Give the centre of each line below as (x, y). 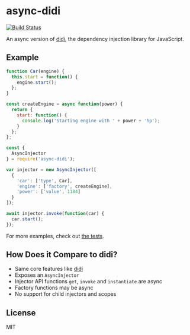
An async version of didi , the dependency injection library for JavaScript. (95, 39)
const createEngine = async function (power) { (65, 104)
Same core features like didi (49, 269)
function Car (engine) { (36, 71)
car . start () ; (28, 219)
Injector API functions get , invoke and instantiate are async (88, 282)
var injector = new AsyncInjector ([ (51, 170)
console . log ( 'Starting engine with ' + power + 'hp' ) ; (91, 121)
